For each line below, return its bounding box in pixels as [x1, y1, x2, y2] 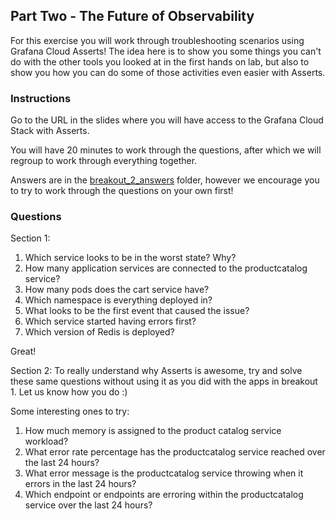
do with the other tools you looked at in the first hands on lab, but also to [10, 55, 310, 68]
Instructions [10, 91, 72, 105]
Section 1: [10, 232, 51, 244]
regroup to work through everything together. [10, 155, 198, 167]
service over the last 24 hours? [24, 499, 153, 511]
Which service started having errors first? [24, 315, 197, 328]
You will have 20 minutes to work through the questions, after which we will [10, 144, 322, 156]
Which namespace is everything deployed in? [24, 294, 213, 306]
